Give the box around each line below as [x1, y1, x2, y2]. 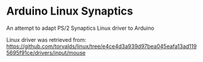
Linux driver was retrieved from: [6, 36, 87, 43]
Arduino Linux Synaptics [6, 4, 134, 18]
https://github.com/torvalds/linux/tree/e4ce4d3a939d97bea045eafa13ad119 [6, 43, 197, 50]
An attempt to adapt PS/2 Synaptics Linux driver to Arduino [6, 24, 154, 32]
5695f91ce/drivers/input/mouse [6, 49, 86, 56]
